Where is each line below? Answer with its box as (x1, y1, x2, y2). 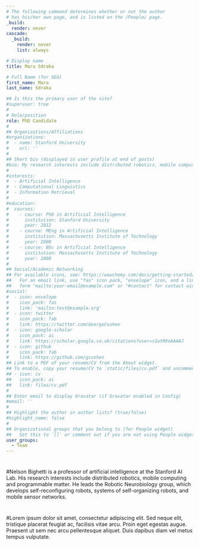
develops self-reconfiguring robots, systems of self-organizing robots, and (6, 487, 189, 494)
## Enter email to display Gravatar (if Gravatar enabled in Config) (6, 393, 182, 399)
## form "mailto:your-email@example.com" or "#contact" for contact (6, 283, 184, 289)
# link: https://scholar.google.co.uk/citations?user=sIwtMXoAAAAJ (6, 338, 184, 344)
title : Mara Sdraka (6, 63, 54, 69)
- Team (11, 442, 28, 449)
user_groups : (6, 437, 38, 443)
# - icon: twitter (6, 310, 54, 317)
